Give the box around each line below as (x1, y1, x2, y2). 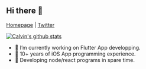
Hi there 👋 (6, 6, 43, 16)
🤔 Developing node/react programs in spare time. (14, 56, 135, 63)
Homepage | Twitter (6, 21, 55, 28)
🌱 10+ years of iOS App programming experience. (14, 50, 136, 57)
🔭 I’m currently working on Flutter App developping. (14, 44, 141, 51)
